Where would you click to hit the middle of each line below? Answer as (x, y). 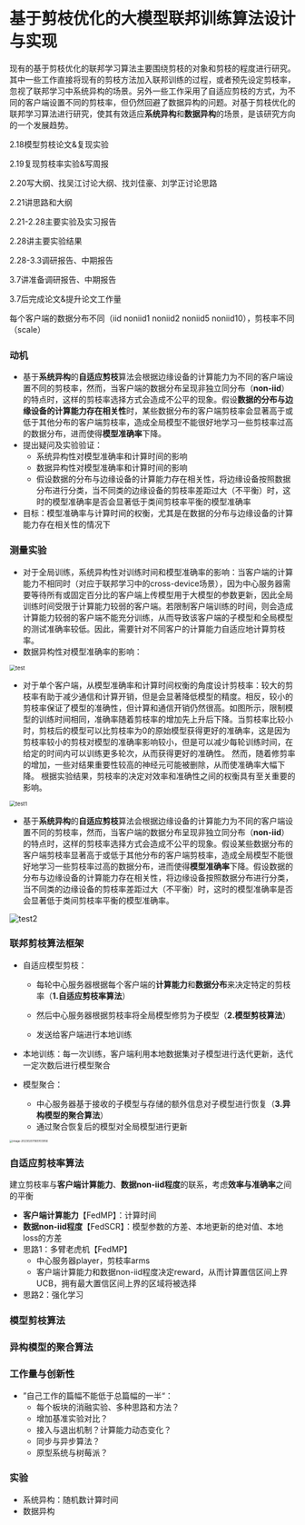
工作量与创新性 (42, 1374)
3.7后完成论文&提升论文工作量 (66, 299)
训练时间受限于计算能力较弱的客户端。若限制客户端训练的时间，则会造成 (157, 606)
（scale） (27, 329)
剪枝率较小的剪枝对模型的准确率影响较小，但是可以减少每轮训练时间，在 (157, 742)
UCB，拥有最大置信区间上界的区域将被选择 (116, 1283)
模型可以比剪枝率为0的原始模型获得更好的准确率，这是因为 (180, 730)
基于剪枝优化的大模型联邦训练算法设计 (153, 19)
